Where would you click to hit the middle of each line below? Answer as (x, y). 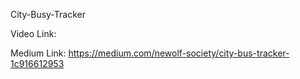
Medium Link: (38, 53)
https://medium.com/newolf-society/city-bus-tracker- (179, 53)
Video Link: (33, 33)
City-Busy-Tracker (48, 14)
